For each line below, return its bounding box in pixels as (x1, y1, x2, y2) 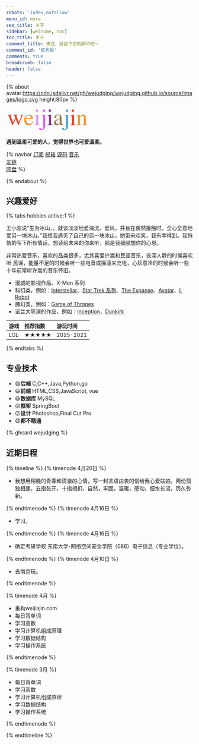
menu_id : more (6, 15, 41, 22)
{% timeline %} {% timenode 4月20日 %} (6, 465, 107, 472)
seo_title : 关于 (6, 22, 44, 28)
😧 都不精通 (14, 417, 41, 424)
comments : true (6, 53, 44, 59)
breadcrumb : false (6, 59, 52, 65)
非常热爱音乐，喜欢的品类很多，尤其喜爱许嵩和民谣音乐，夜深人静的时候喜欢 (6, 252, 193, 259)
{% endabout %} (6, 177, 47, 184)
